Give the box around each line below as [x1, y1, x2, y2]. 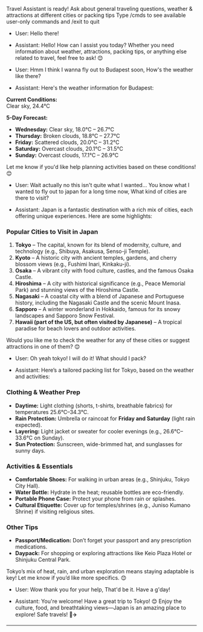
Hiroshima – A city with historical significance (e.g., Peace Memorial [14, 280, 185, 287]
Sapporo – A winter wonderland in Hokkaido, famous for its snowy [14, 306, 181, 313]
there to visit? [14, 194, 50, 202]
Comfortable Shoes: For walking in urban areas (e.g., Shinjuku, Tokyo [14, 475, 190, 483]
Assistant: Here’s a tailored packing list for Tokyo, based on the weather [14, 366, 195, 374]
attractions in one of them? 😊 [6, 343, 80, 351]
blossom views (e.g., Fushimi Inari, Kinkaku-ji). [14, 260, 131, 268]
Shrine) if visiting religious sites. [14, 508, 95, 515]
